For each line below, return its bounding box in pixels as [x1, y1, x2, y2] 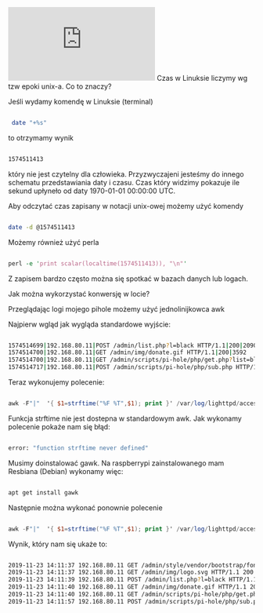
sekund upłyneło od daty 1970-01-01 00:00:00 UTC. [8, 186, 176, 195]
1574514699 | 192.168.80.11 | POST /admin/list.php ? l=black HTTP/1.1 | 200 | [8, 341, 243, 349]
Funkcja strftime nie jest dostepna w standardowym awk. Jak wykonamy [8, 414, 243, 423]
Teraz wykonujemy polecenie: [8, 378, 105, 387]
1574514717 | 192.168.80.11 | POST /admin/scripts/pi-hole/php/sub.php [8, 363, 233, 371]
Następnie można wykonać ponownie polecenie [8, 502, 163, 513]
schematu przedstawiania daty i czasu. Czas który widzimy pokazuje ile [8, 177, 240, 187]
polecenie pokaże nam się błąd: [8, 421, 111, 431]
